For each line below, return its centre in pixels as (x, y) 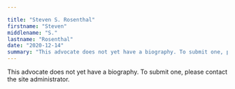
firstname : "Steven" (37, 26)
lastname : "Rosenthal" (40, 39)
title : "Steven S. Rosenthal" (51, 19)
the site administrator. (38, 79)
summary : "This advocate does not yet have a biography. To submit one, (115, 52)
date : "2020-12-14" (36, 46)
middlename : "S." (33, 33)
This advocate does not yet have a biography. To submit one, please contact (117, 72)
